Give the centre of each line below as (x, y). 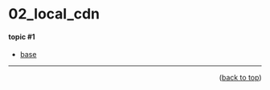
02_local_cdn (54, 14)
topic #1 (22, 36)
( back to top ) (240, 78)
